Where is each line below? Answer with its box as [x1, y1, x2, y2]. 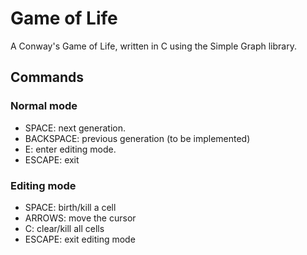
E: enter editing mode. [24, 143, 117, 155]
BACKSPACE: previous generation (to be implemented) [24, 132, 251, 144]
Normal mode [10, 99, 78, 113]
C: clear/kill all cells [24, 222, 105, 234]
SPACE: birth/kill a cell [24, 201, 117, 213]
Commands [10, 69, 85, 86]
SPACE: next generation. [24, 122, 127, 134]
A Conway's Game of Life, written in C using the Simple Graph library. [10, 40, 297, 52]
